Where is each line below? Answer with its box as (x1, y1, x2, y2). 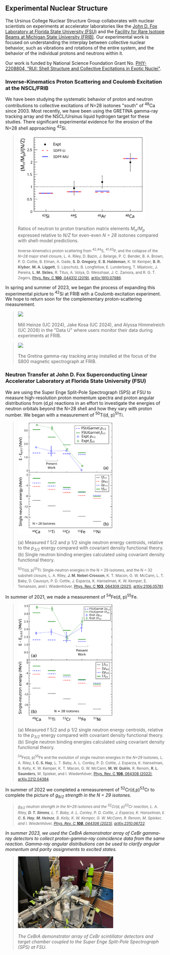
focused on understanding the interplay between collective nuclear (5, 39, 146, 45)
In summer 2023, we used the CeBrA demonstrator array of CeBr (5, 830, 142, 836)
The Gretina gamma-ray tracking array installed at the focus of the (17, 353, 157, 359)
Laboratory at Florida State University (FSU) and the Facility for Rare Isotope (5, 28, 165, 35)
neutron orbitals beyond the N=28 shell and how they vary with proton (5, 405, 152, 411)
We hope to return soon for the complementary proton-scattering (5, 296, 142, 302)
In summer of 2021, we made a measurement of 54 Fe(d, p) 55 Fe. (5, 592, 138, 600)
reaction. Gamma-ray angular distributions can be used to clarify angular (5, 841, 160, 847)
